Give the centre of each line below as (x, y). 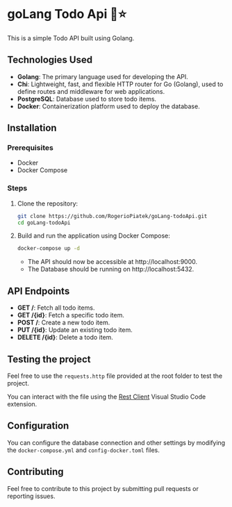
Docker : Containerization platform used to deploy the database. (108, 106)
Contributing (35, 472)
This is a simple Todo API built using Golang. (71, 38)
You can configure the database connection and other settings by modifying (116, 442)
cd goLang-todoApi (44, 223)
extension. (22, 404)
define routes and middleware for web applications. (91, 91)
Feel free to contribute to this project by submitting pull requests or (103, 488)
